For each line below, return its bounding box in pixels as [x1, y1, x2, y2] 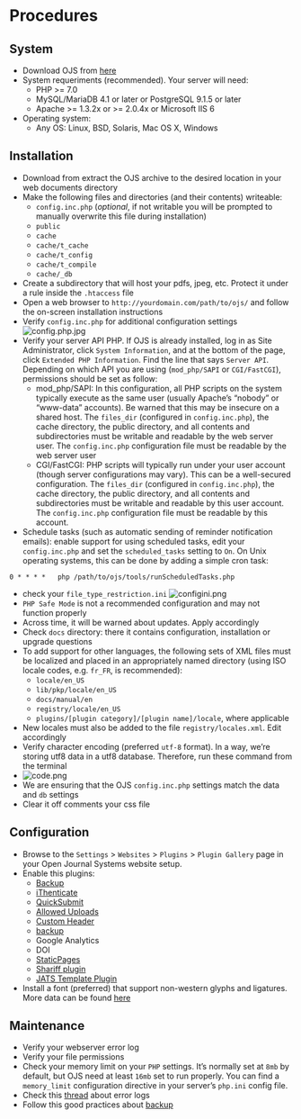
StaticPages [35, 953, 81, 964]
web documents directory [22, 182, 119, 193]
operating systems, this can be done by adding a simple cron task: [22, 555, 269, 565]
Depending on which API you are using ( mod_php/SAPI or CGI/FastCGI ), [22, 364, 281, 375]
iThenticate [35, 887, 78, 898]
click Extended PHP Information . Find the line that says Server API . [22, 354, 270, 365]
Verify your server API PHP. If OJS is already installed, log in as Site [22, 335, 272, 346]
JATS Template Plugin [35, 973, 118, 984]
